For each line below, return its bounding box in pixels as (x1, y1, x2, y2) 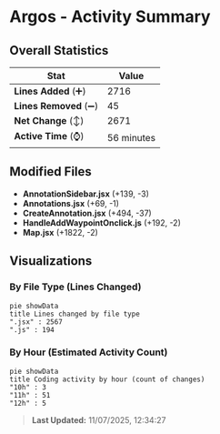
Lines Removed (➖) (14, 100, 98, 112)
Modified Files (9, 164, 93, 179)
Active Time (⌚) (14, 130, 85, 142)
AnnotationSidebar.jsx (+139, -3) (22, 188, 150, 199)
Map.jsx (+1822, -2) (22, 227, 98, 237)
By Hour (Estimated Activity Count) (9, 346, 168, 358)
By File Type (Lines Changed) (9, 280, 142, 293)
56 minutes (106, 131, 156, 144)
